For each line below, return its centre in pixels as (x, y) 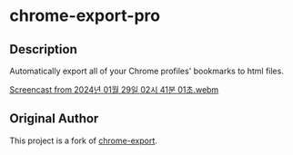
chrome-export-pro (85, 16)
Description (43, 49)
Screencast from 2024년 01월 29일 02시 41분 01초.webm (114, 90)
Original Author (54, 119)
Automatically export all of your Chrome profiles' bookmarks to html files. (146, 71)
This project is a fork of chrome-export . (83, 140)
